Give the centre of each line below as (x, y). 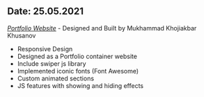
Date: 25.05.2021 (45, 11)
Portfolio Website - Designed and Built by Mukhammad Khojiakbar (102, 28)
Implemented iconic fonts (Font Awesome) (78, 71)
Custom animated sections (56, 78)
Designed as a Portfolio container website (77, 56)
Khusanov (22, 35)
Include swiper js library (52, 63)
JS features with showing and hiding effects (80, 85)
